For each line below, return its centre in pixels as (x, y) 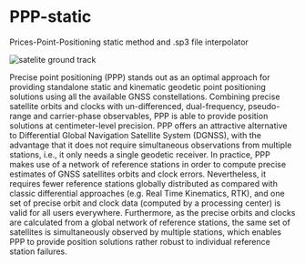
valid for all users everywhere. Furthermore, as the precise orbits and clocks (152, 212)
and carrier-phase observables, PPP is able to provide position (151, 116)
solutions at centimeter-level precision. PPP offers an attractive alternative (148, 126)
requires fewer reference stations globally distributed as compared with (143, 183)
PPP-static (51, 17)
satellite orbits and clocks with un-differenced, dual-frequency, (128, 106)
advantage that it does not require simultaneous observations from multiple (151, 145)
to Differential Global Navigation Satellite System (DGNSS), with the (136, 135)
